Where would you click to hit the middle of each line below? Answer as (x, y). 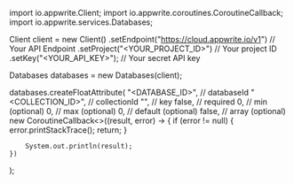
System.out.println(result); (79, 146)
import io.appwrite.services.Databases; (81, 22)
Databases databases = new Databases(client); (96, 75)
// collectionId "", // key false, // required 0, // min (178, 102)
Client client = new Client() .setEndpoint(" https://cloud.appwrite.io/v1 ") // (142, 39)
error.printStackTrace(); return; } (68, 130)
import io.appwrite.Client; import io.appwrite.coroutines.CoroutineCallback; (147, 13)
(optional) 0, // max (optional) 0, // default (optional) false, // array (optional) (147, 111)
